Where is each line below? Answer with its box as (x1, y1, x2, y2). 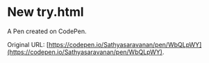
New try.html (7, 4, 85, 20)
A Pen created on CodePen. (7, 27, 87, 35)
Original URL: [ (7, 40, 49, 48)
